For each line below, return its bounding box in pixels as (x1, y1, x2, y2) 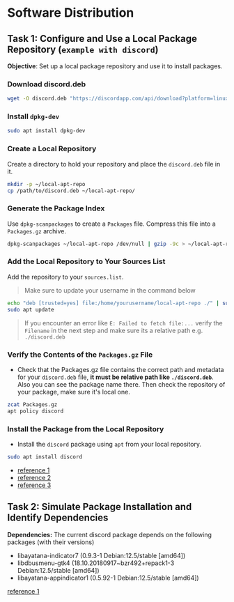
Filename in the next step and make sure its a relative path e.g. (24, 326, 203, 334)
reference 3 (17, 481, 52, 489)
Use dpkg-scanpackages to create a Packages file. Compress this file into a (7, 219, 216, 228)
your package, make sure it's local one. (17, 387, 130, 396)
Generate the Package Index (7, 203, 105, 213)
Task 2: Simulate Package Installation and (7, 501, 192, 513)
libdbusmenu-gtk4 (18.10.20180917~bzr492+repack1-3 (17, 559, 175, 567)
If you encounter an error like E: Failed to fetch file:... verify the (24, 318, 223, 327)
